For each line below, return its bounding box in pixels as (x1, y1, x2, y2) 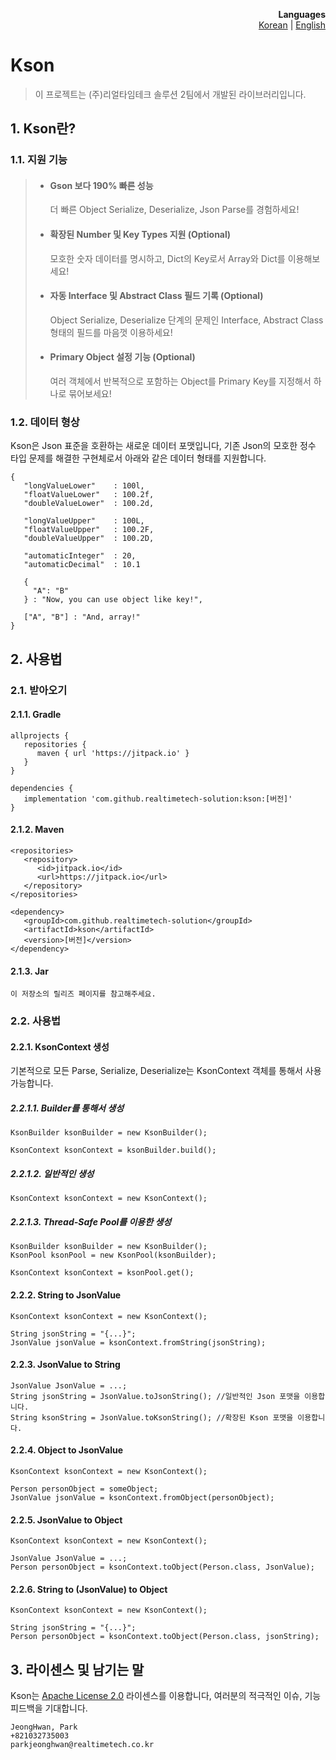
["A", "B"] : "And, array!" (23, 612, 141, 623)
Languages (278, 9, 326, 20)
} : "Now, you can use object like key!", (23, 595, 203, 605)
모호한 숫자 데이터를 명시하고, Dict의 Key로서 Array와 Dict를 (49, 252, 286, 264)
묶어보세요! (68, 388, 112, 400)
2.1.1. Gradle (10, 709, 62, 721)
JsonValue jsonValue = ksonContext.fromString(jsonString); (10, 1337, 267, 1348)
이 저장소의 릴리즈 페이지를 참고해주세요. (10, 989, 157, 999)
